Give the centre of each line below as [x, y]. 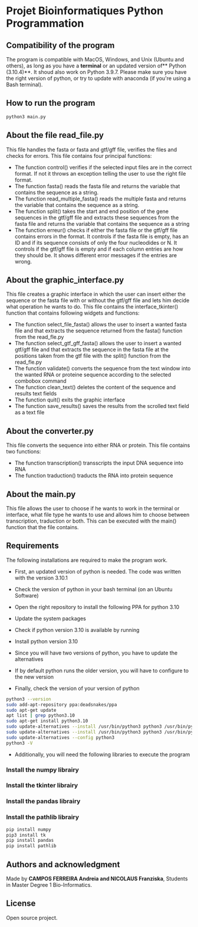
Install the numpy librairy [43, 770]
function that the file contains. [42, 527]
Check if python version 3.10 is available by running [77, 630]
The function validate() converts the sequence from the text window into [103, 368]
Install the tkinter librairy [42, 786]
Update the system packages [50, 618]
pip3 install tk [26, 835]
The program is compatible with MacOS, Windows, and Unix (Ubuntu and [95, 59]
